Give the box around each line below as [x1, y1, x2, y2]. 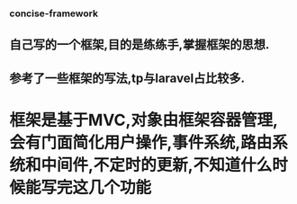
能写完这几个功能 [25, 177, 152, 198]
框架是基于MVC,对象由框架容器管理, [9, 110, 279, 130]
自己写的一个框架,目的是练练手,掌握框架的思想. [9, 37, 270, 52]
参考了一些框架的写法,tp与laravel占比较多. [9, 70, 246, 85]
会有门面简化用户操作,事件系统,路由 [9, 132, 273, 153]
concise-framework [9, 7, 99, 20]
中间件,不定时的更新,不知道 [40, 155, 241, 175]
